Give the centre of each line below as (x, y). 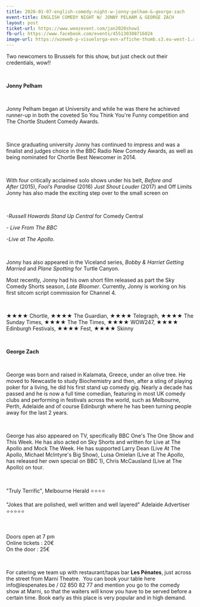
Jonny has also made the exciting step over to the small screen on (87, 193)
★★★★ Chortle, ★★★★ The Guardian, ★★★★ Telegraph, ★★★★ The (100, 316)
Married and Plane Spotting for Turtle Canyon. (63, 268)
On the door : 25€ (28, 549)
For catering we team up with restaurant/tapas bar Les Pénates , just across (99, 572)
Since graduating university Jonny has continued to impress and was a (93, 144)
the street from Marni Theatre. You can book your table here (81, 579)
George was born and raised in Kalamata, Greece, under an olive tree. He (96, 375)
